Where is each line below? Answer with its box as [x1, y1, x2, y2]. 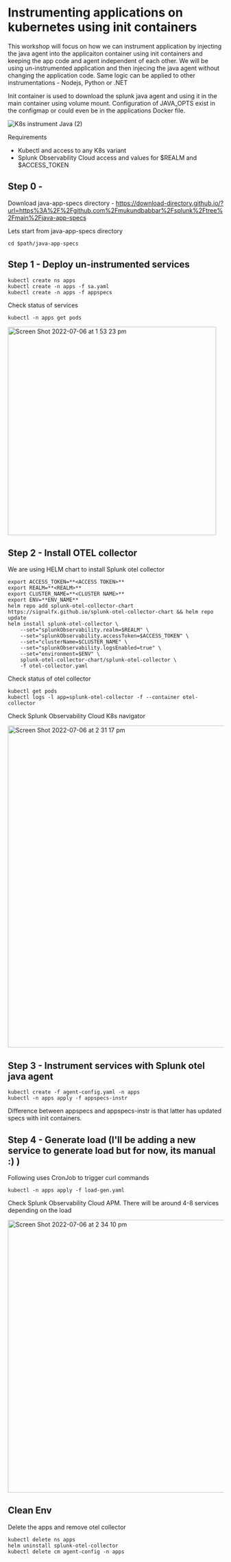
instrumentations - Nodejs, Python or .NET [8, 78, 128, 86]
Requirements [8, 132, 47, 141]
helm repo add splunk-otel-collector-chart [8, 602, 134, 610]
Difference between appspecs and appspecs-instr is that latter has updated [8, 1107, 222, 1115]
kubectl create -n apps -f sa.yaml [8, 283, 110, 289]
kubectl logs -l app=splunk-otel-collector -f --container [8, 694, 180, 701]
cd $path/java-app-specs [8, 240, 79, 247]
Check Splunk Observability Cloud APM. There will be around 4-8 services [8, 1199, 219, 1207]
